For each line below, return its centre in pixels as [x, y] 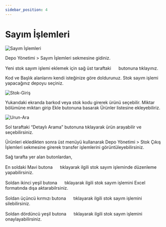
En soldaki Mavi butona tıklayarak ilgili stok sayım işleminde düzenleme [81, 167]
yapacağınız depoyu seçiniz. [34, 83]
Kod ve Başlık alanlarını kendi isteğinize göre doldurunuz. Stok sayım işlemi [82, 78]
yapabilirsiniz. [19, 172]
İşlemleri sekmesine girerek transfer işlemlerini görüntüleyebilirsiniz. [75, 147]
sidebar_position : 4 [27, 10]
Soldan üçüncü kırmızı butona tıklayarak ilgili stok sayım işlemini [74, 198]
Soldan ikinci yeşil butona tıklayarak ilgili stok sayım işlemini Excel [75, 183]
